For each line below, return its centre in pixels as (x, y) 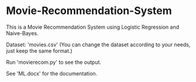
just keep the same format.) (39, 50)
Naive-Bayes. (22, 33)
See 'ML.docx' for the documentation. (52, 73)
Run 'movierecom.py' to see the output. (54, 62)
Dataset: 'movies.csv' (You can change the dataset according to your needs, (98, 45)
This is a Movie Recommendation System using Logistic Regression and (93, 27)
